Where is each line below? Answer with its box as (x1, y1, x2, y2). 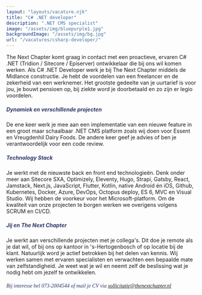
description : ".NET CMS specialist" (6, 20, 98, 26)
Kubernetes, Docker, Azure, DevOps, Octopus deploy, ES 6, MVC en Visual (6, 188, 192, 195)
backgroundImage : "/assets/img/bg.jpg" (6, 31, 107, 37)
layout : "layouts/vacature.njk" (6, 8, 87, 15)
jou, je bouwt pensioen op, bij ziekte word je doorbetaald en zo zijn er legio (6, 86, 193, 92)
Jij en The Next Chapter (6, 221, 68, 229)
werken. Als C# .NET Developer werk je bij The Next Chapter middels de (6, 66, 186, 73)
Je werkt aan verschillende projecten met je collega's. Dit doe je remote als (6, 236, 193, 244)
